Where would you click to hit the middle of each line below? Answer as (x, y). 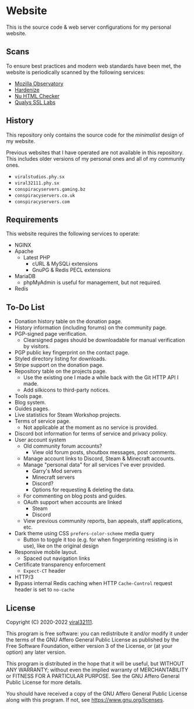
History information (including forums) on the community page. (91, 328)
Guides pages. (32, 408)
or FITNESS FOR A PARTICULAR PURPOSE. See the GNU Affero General (93, 676)
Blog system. (30, 403)
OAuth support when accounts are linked (72, 502)
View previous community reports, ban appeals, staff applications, (103, 521)
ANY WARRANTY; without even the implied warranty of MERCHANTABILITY (97, 670)
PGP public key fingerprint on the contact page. (72, 353)
